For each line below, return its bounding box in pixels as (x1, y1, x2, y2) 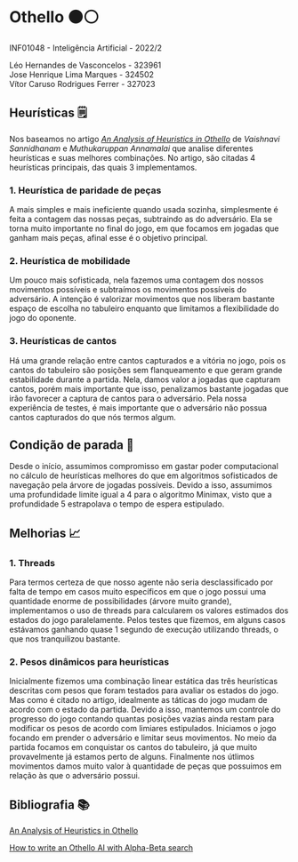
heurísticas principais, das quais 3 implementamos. (9, 162, 197, 172)
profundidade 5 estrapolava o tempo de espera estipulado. (9, 499, 225, 509)
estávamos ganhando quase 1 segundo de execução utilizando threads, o (9, 624, 278, 635)
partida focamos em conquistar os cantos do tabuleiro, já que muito (9, 742, 258, 753)
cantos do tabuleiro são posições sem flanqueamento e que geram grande (9, 364, 283, 375)
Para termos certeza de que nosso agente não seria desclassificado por (9, 577, 274, 587)
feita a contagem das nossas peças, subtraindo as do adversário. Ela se (9, 214, 273, 225)
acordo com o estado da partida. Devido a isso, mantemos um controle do (9, 704, 281, 715)
